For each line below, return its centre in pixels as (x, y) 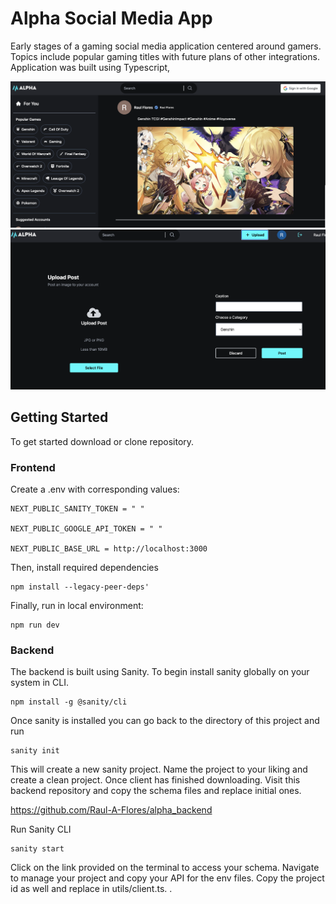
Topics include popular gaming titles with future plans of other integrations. (165, 56)
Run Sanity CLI (41, 829)
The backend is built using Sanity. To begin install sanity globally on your (160, 672)
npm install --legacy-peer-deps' (80, 587)
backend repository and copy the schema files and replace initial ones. (156, 791)
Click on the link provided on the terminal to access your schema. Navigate (165, 868)
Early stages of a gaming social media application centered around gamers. (166, 46)
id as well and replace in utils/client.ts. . (91, 889)
